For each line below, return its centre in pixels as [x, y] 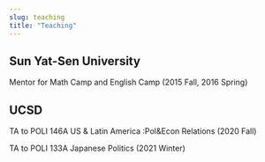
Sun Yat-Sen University [75, 61]
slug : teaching [37, 17]
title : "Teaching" [43, 26]
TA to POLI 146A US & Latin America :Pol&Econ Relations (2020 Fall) [133, 131]
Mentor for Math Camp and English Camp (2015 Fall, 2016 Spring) [129, 82]
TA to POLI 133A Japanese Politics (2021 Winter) [97, 148]
